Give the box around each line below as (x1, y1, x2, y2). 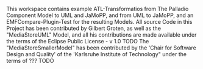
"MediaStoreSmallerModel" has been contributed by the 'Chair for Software (6, 44, 196, 51)
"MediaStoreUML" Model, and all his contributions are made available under (6, 31, 197, 38)
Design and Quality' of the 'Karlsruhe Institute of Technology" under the (6, 51, 187, 57)
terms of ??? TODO (6, 57, 54, 64)
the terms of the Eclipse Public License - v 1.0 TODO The (6, 38, 149, 45)
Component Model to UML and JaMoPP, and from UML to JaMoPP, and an (6, 12, 194, 19)
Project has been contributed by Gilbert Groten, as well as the (6, 24, 162, 32)
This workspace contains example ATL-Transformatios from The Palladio (6, 5, 189, 12)
